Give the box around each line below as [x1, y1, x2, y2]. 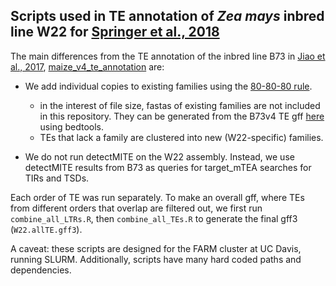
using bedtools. [39, 120, 105, 133]
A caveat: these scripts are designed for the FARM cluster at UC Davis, [10, 242, 302, 254]
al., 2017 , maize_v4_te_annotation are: [10, 60, 165, 73]
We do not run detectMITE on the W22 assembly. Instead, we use [24, 150, 295, 163]
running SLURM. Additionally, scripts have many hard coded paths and [10, 253, 302, 265]
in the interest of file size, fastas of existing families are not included [39, 99, 321, 111]
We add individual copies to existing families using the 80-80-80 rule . [24, 80, 313, 92]
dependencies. [10, 264, 72, 276]
